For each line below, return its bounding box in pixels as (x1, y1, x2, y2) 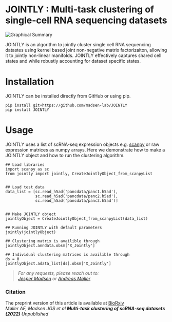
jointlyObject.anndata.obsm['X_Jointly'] (5, 243, 95, 248)
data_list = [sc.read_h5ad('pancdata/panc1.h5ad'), (5, 189, 118, 194)
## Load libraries (5, 162, 45, 167)
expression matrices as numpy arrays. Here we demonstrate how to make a (5, 146, 165, 153)
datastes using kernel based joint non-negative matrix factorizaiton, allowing (5, 47, 167, 53)
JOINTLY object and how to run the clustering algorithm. (5, 152, 125, 158)
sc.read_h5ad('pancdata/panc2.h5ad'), (35, 194, 118, 199)
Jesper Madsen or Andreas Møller (17, 275, 91, 281)
